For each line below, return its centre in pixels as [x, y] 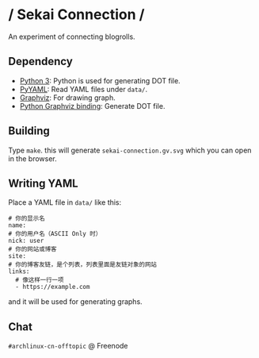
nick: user [26, 241]
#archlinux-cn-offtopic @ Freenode [68, 346]
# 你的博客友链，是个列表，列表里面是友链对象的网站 [82, 265]
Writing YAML [43, 183]
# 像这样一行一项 [40, 280]
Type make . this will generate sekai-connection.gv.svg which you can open [130, 150]
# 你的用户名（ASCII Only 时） [55, 234]
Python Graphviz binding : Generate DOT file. [92, 106]
